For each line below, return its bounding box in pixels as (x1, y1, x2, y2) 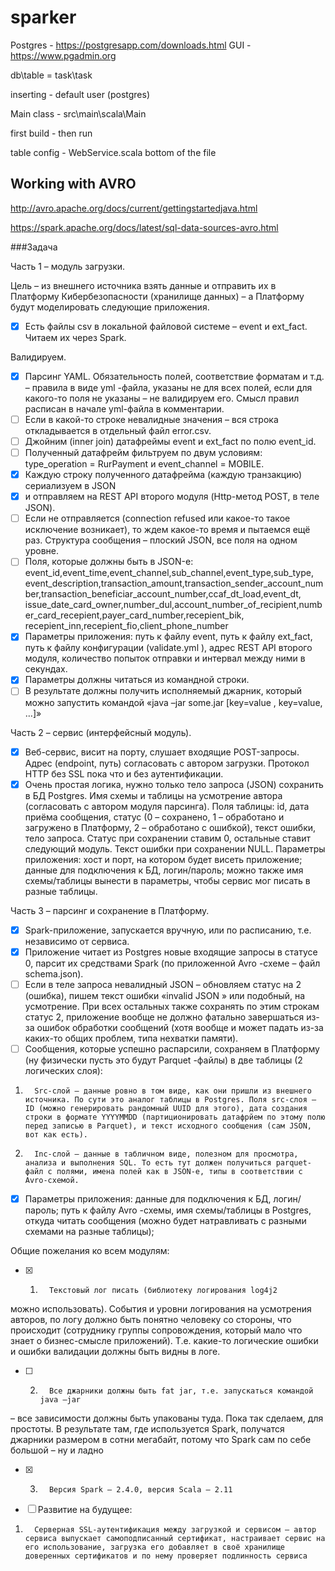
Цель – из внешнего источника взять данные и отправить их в (10, 279, 277, 291)
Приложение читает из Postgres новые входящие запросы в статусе (24, 946, 318, 958)
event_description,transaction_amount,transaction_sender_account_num (24, 577, 324, 590)
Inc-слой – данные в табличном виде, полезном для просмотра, (34, 1149, 299, 1159)
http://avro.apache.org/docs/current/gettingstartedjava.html (10, 202, 258, 214)
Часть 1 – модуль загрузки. (10, 260, 126, 272)
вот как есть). (24, 1129, 89, 1140)
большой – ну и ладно (10, 1444, 104, 1456)
